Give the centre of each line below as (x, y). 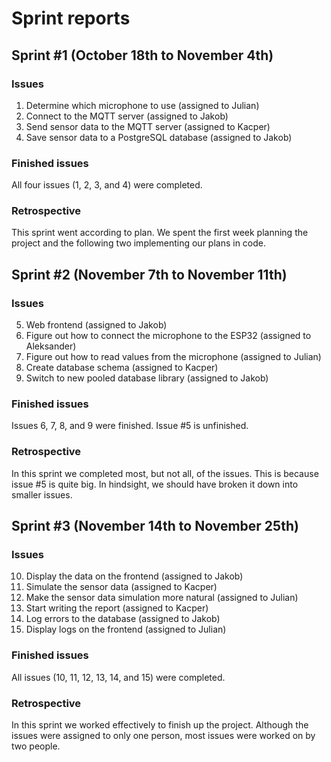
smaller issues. (42, 494)
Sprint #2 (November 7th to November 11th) (149, 274)
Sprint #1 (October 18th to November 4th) (142, 55)
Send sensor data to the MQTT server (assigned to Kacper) (148, 126)
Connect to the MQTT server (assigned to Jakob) (127, 116)
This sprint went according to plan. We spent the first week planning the (160, 233)
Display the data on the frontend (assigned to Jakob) (134, 576)
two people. (36, 746)
